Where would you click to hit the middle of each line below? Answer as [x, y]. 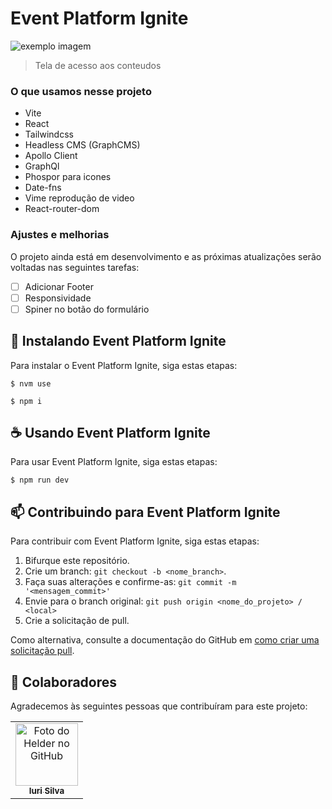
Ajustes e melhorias [60, 235]
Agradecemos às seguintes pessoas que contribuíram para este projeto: [159, 706]
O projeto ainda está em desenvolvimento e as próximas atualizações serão [166, 256]
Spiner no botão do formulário [87, 309]
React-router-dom [62, 209]
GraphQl [42, 166]
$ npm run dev [40, 480]
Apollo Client [51, 156]
